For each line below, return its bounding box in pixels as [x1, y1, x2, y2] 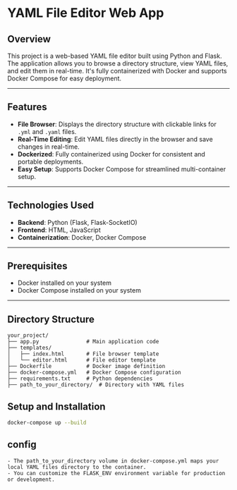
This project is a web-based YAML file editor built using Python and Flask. [7, 51, 222, 60]
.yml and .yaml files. [17, 127, 77, 135]
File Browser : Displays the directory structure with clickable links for [17, 120, 217, 128]
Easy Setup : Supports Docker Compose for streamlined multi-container [17, 164, 226, 173]
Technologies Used [7, 200, 94, 212]
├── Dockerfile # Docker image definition [7, 363, 166, 370]
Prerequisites [7, 260, 68, 272]
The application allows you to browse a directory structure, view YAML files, [7, 59, 229, 68]
